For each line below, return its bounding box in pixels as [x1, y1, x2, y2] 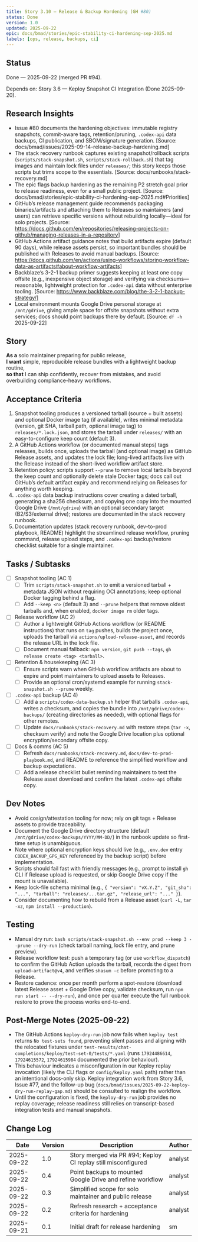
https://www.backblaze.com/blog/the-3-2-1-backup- [56, 287, 186, 295]
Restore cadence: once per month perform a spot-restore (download [14, 979, 181, 987]
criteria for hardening [70, 1209, 128, 1218]
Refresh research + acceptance [70, 1202, 157, 1210]
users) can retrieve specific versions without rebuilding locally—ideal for [14, 212, 191, 219]
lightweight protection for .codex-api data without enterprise [45, 282, 192, 289]
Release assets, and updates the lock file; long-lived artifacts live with [14, 454, 184, 461]
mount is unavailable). [14, 877, 68, 884]
